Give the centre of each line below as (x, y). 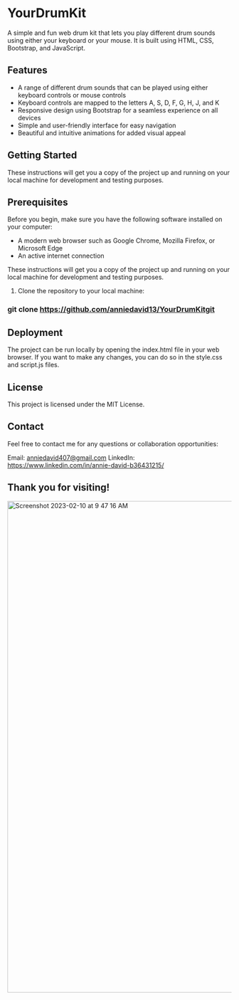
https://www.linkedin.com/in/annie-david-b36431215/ (86, 465)
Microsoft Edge (40, 248)
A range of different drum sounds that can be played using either (113, 88)
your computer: (30, 227)
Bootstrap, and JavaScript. (46, 48)
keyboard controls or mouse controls (72, 95)
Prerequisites (38, 202)
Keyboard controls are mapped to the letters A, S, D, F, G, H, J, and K (118, 102)
